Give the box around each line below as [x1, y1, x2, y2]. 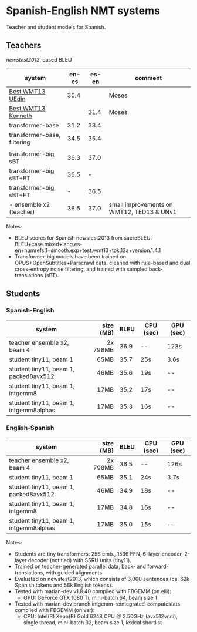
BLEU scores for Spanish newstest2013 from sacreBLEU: [14, 234, 152, 241]
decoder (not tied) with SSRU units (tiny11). [28, 556, 132, 563]
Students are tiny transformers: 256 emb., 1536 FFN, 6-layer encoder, [14, 550, 184, 557]
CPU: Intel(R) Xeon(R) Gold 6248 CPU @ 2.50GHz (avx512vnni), [23, 613, 178, 620]
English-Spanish [6, 424, 55, 432]
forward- [147, 563, 169, 570]
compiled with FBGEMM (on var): [14, 606, 95, 613]
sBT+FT [9, 191, 30, 199]
